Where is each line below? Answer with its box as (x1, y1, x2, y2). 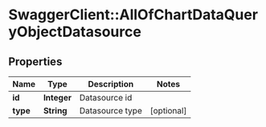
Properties (8, 55, 63, 68)
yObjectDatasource (8, 23, 142, 41)
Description (88, 79, 134, 89)
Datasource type (79, 105, 142, 116)
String (43, 105, 68, 116)
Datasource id (79, 92, 133, 103)
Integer (43, 92, 72, 103)
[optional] (149, 105, 187, 116)
